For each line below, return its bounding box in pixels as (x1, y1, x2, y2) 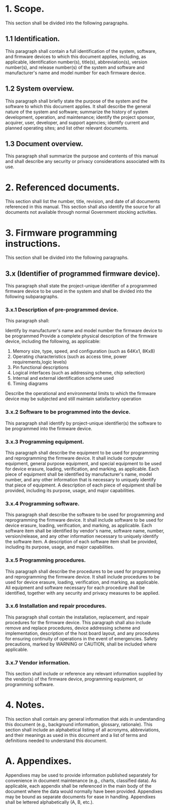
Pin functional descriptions (12, 364, 69, 371)
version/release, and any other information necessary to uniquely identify (5, 533, 159, 539)
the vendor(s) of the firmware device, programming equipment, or (5, 676, 144, 682)
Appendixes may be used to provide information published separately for (5, 772, 158, 779)
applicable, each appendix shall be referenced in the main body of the (5, 783, 152, 789)
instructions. (5, 238, 61, 249)
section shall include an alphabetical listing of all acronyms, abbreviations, (5, 727, 160, 733)
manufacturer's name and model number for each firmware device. (5, 70, 146, 76)
